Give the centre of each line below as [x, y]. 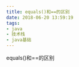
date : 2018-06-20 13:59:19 [40, 18]
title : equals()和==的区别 [38, 12]
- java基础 [19, 40]
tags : [13, 23]
